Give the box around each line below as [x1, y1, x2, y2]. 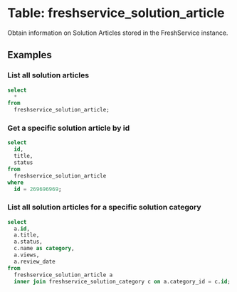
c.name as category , [14, 245, 75, 252]
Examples [7, 49, 52, 61]
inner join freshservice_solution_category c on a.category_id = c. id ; [14, 278, 231, 285]
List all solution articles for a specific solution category [7, 202, 201, 212]
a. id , [14, 225, 31, 232]
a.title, [14, 232, 40, 239]
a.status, [14, 238, 43, 246]
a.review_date [14, 258, 56, 265]
